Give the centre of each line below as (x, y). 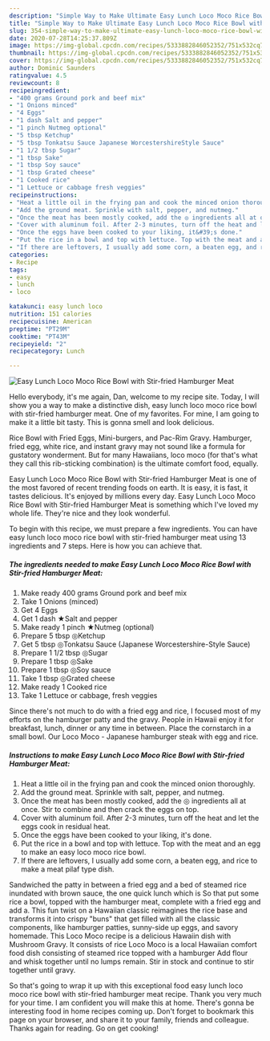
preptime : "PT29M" (40, 329)
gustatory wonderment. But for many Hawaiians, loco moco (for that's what (134, 455)
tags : (18, 270)
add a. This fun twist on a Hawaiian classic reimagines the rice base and (128, 910)
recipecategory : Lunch (47, 351)
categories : (29, 255)
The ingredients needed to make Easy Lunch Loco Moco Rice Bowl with (130, 564)
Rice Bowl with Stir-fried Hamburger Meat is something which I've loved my (134, 505)
